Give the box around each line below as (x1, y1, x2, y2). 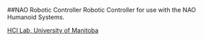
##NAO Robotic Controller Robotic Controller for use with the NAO (7, 6, 196, 14)
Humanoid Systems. (7, 13, 64, 21)
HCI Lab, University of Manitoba (7, 27, 99, 34)
